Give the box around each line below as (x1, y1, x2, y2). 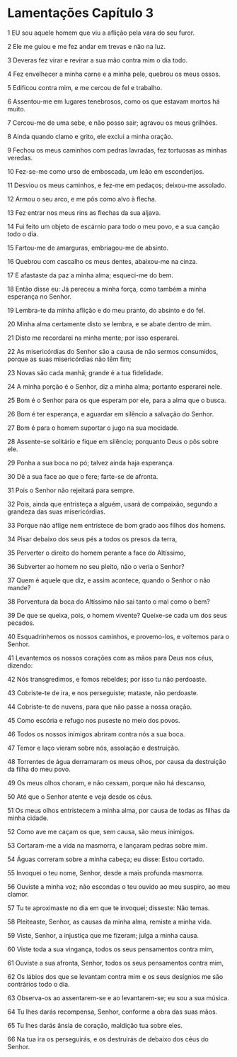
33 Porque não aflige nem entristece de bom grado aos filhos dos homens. (7, 521, 226, 529)
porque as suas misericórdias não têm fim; (7, 355, 132, 363)
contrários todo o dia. (7, 980, 70, 988)
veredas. (7, 153, 33, 162)
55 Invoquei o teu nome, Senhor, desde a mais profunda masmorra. (7, 868, 204, 877)
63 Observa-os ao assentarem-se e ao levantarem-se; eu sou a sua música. (7, 993, 230, 1002)
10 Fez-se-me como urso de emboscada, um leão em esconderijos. (7, 167, 204, 175)
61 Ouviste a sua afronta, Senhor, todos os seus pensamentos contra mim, (7, 958, 224, 967)
